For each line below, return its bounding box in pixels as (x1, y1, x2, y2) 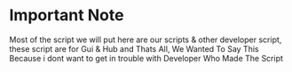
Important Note (9, 5, 124, 25)
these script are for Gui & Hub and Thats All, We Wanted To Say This (9, 43, 259, 54)
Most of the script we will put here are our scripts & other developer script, (9, 34, 282, 45)
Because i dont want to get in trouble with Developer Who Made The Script (9, 53, 284, 63)
